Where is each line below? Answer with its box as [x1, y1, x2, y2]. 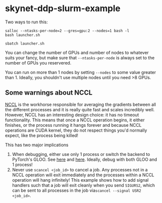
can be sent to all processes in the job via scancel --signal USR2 [12, 187, 142, 193]
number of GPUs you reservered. [5, 60, 72, 66]
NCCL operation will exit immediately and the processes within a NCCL [12, 172, 155, 178]
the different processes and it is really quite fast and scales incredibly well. [5, 106, 155, 112]
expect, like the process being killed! [5, 132, 79, 138]
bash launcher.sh [5, 33, 40, 37]
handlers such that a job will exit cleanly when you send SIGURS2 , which [12, 182, 155, 188]
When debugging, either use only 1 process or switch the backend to [12, 151, 150, 157]
